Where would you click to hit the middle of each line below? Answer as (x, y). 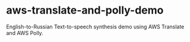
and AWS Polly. (25, 33)
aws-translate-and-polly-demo (85, 10)
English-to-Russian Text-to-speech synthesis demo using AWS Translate (95, 27)
